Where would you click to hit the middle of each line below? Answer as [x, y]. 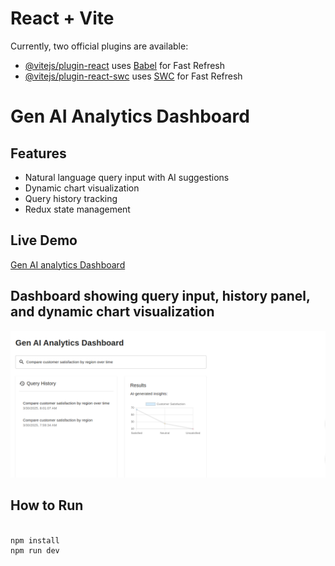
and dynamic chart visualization [112, 312]
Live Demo [44, 240]
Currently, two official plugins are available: [99, 46]
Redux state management [77, 209]
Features [38, 153]
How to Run [47, 505]
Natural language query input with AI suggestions [127, 177]
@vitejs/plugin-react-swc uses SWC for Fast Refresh [133, 76]
